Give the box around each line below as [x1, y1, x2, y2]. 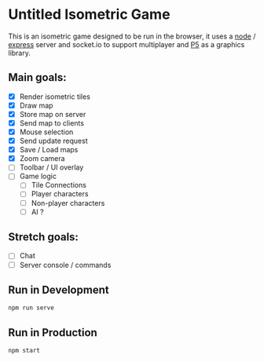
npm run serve [8, 304, 55, 312]
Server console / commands [19, 260, 112, 269]
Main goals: [8, 71, 67, 84]
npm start [8, 347, 41, 355]
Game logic [19, 171, 57, 181]
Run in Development [8, 283, 109, 296]
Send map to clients [19, 118, 85, 127]
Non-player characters [31, 198, 105, 207]
